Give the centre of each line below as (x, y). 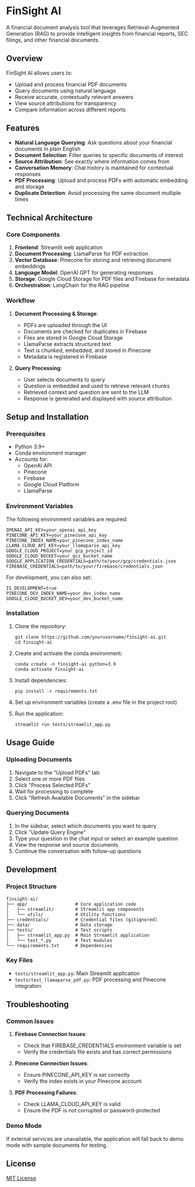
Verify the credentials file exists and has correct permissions (97, 1052)
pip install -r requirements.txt (56, 691)
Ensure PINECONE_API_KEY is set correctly (77, 1075)
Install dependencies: (41, 680)
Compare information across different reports (70, 109)
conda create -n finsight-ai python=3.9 (65, 664)
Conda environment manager (50, 453)
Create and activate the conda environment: (68, 653)
